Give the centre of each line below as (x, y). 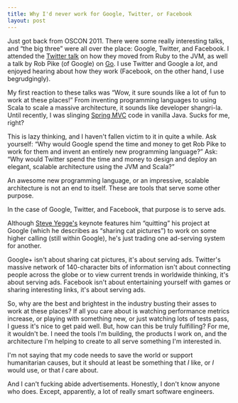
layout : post (27, 21)
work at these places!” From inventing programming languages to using (112, 100)
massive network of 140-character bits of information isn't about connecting (119, 267)
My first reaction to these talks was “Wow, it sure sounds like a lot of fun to (117, 92)
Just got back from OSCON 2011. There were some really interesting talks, (116, 41)
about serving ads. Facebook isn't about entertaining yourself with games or (119, 282)
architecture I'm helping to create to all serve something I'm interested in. (114, 341)
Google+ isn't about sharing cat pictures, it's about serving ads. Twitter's (114, 259)
